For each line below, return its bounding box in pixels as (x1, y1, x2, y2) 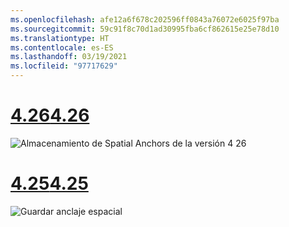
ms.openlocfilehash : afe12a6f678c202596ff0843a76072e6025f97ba (10, 14, 280, 25)
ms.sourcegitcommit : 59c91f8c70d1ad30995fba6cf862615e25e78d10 (10, 24, 280, 34)
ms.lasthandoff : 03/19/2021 (10, 52, 128, 62)
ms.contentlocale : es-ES (10, 42, 114, 53)
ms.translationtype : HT (10, 33, 110, 43)
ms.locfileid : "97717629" (10, 61, 118, 71)
